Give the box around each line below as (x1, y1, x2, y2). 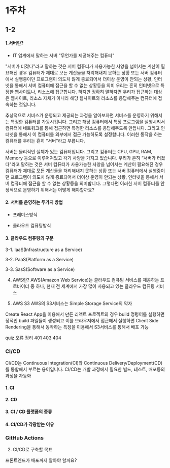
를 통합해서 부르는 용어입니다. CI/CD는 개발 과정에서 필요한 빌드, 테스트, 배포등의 (5, 366, 165, 372)
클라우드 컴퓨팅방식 (12, 222, 51, 228)
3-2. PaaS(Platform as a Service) (5, 257, 74, 263)
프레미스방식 (12, 211, 38, 217)
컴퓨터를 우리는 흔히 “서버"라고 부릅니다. (5, 137, 85, 144)
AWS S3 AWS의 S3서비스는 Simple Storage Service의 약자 (12, 300, 132, 307)
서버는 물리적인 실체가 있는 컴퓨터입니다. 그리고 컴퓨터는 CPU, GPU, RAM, (5, 148, 153, 154)
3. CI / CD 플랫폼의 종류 (5, 408, 52, 415)
